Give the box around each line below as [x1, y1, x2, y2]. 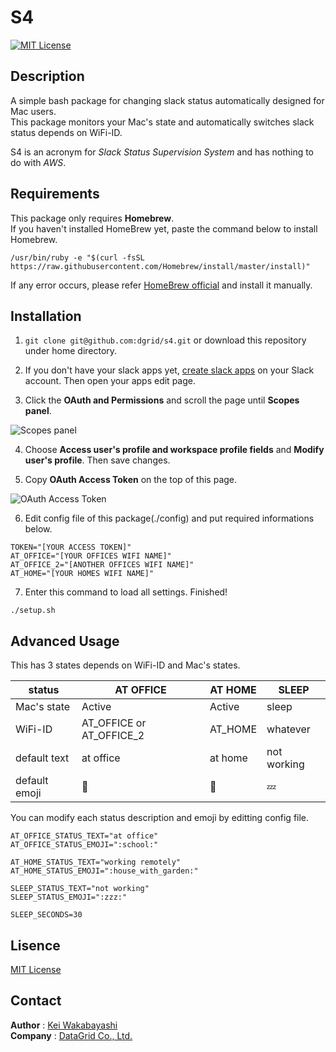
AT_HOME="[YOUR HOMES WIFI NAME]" [10, 569, 155, 579]
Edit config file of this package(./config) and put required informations [24, 512, 315, 525]
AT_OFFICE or [81, 716, 147, 730]
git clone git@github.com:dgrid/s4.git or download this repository [24, 334, 307, 346]
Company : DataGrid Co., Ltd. [10, 1029, 133, 1041]
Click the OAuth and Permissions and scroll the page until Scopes [24, 394, 300, 406]
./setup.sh [10, 606, 56, 616]
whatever [266, 722, 311, 736]
